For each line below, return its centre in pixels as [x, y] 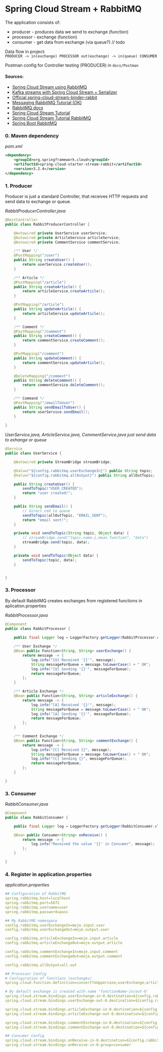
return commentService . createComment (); [64, 340]
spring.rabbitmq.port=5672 [32, 903]
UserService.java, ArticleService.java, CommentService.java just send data [81, 435]
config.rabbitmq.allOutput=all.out [41, 965]
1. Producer [19, 186]
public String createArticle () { [48, 287]
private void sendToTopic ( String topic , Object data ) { [72, 533]
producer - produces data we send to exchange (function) [70, 32]
